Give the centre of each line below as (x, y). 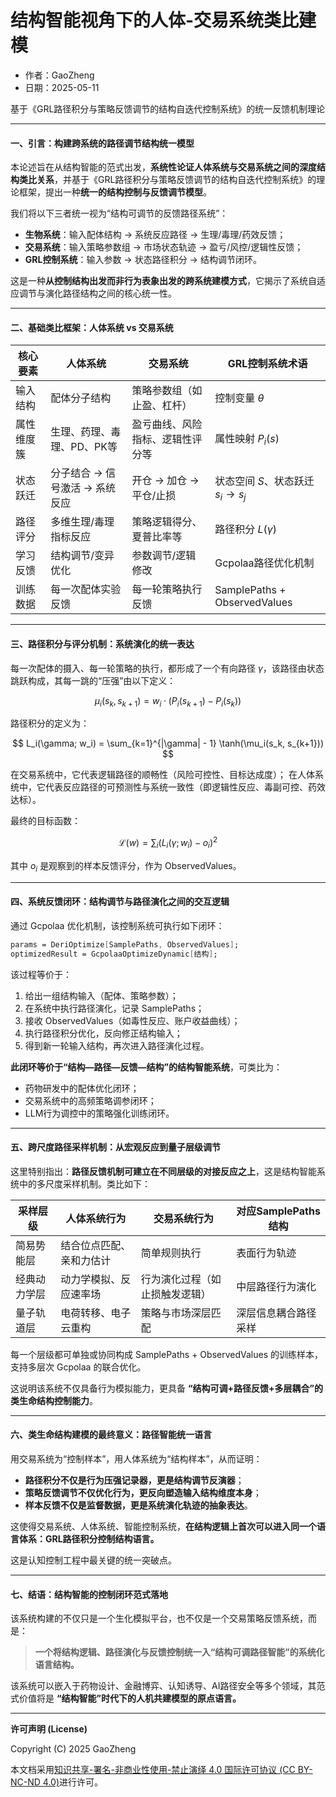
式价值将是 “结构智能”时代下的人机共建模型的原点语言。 (126, 1698)
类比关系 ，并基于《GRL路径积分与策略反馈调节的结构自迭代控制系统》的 (167, 180)
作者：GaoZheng (59, 75)
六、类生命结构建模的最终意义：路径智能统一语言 (111, 1435)
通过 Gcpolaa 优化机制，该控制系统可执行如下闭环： (117, 925)
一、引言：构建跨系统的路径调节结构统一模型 (102, 143)
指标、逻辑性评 (167, 439)
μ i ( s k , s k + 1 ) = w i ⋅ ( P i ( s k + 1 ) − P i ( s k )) (168, 701)
